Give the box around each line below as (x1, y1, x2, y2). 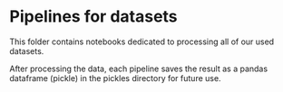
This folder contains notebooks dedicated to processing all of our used (9, 36, 275, 47)
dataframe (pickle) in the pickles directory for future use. (9, 72, 221, 83)
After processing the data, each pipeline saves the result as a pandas (9, 63, 268, 74)
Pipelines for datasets (9, 6, 179, 27)
